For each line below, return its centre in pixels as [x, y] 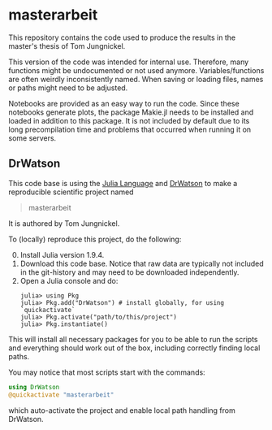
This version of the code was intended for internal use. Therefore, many [129, 62]
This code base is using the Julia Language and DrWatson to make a [123, 183]
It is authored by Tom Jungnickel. [64, 223]
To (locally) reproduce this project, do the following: [95, 239]
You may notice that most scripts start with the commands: [107, 372]
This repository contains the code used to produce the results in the [122, 37]
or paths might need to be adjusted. [68, 88]
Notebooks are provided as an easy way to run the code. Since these [124, 103]
